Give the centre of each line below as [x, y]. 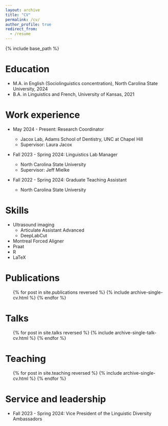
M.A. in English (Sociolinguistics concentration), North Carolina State [85, 83]
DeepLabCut [34, 235]
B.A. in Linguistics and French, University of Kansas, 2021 [73, 94]
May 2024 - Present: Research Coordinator [58, 129]
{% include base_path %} [32, 48]
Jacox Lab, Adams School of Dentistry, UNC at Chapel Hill [82, 139]
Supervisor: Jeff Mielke [45, 170]
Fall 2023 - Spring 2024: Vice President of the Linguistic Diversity [82, 413]
